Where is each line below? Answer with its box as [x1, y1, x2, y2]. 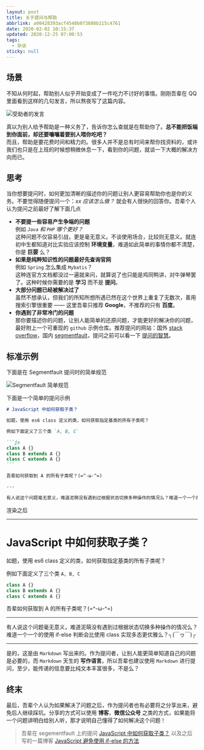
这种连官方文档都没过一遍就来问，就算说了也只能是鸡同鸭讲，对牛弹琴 [15, 271, 191, 279]
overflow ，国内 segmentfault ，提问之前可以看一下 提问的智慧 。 [15, 332, 174, 339]
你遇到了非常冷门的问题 [15, 309, 74, 316]
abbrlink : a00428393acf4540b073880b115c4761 [6, 20, 121, 26]
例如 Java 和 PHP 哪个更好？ [15, 226, 83, 233]
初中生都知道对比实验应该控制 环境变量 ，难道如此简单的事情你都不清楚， [15, 241, 198, 248]
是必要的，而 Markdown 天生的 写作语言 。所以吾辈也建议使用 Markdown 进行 [6, 657, 191, 664]
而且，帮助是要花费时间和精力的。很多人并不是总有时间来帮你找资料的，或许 [6, 138, 198, 146]
